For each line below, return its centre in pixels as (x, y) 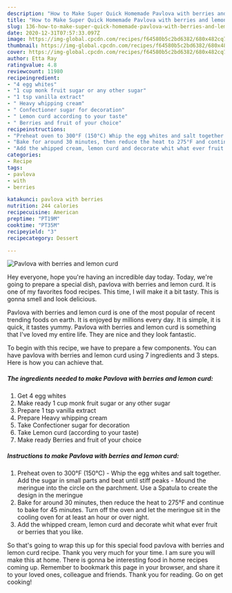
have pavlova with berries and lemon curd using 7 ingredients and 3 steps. (113, 355)
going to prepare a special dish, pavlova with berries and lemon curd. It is (112, 285)
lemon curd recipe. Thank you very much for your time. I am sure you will (111, 553)
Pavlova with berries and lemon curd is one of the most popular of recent (111, 312)
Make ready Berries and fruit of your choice (79, 440)
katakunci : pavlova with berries (55, 200)
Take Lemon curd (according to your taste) (78, 433)
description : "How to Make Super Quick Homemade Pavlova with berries (111, 13)
